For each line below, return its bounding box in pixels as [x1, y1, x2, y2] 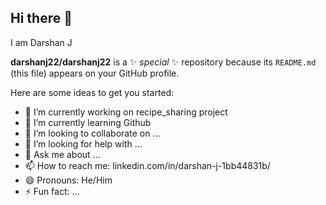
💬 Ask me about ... [24, 148, 101, 160]
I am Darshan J [10, 36, 73, 48]
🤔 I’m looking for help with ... [24, 137, 143, 150]
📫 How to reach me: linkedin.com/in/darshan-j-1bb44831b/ [24, 159, 271, 171]
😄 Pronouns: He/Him [24, 174, 113, 186]
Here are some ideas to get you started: [10, 86, 175, 98]
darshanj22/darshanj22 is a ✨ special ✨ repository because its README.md [10, 56, 317, 68]
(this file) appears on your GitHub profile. [10, 67, 180, 79]
